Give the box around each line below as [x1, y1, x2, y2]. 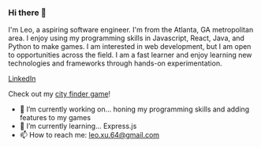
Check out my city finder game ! [8, 89, 111, 99]
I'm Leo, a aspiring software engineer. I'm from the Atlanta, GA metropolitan [8, 25, 254, 35]
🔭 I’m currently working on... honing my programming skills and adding [19, 104, 250, 114]
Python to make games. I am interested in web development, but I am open [8, 42, 252, 51]
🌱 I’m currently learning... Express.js [19, 122, 137, 131]
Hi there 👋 [8, 7, 47, 18]
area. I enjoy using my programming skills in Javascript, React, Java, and [8, 33, 244, 43]
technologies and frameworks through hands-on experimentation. [8, 58, 222, 68]
